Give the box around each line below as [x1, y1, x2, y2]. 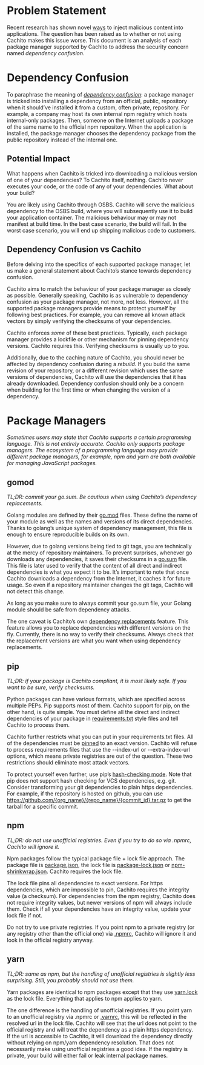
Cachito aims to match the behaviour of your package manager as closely [7, 285, 191, 292]
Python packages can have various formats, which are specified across [7, 696, 185, 703]
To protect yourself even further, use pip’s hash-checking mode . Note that [7, 771, 192, 778]
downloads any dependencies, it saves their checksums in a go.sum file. [7, 556, 188, 563]
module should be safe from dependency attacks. [7, 606, 131, 613]
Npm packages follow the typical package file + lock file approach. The [7, 854, 185, 862]
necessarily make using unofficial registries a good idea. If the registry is [7, 1045, 188, 1052]
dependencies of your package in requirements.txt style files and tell [7, 715, 179, 723]
